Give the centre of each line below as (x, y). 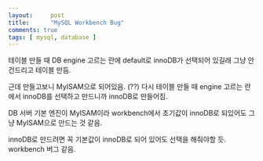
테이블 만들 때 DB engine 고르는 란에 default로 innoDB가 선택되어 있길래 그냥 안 (131, 60)
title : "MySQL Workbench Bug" (66, 23)
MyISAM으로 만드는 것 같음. (59, 123)
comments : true (33, 30)
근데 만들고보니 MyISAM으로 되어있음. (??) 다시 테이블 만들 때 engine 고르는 (126, 87)
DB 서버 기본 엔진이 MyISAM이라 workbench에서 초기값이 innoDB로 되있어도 (128, 113)
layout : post (37, 15)
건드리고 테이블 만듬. (40, 70)
